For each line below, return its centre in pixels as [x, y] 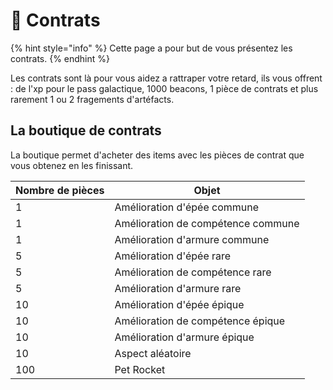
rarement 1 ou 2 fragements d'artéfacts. [92, 99]
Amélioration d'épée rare [173, 256]
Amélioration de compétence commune [207, 223]
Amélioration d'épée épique [179, 304]
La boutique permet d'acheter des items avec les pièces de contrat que [157, 155]
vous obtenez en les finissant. [72, 165]
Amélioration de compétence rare [193, 272]
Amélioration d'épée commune [187, 207]
